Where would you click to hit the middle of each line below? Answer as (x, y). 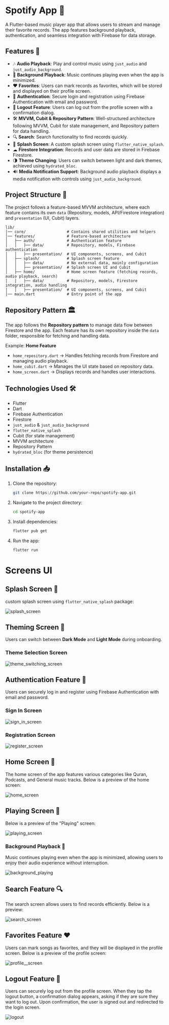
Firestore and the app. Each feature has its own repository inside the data (82, 330)
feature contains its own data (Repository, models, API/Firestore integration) (85, 212)
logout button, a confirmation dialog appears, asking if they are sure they (82, 996)
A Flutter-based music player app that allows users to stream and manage (83, 24)
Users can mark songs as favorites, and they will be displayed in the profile (84, 948)
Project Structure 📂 (36, 195)
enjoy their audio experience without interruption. (57, 863)
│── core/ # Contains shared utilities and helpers (81, 232)
